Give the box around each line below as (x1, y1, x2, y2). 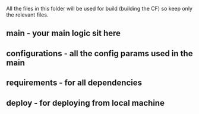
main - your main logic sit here (6, 28, 121, 38)
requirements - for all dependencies (6, 78, 143, 88)
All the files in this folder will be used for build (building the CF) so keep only (6, 5, 193, 12)
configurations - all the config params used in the (6, 48, 193, 58)
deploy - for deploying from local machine (6, 97, 165, 108)
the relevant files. (6, 11, 49, 18)
